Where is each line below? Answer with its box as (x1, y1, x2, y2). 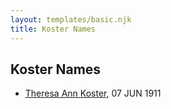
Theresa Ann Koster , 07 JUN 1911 (24, 87, 162, 100)
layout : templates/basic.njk (10, 14, 132, 25)
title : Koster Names (10, 24, 97, 34)
